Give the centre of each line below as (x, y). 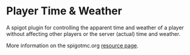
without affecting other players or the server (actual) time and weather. (94, 33)
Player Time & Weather (64, 11)
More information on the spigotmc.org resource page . (72, 45)
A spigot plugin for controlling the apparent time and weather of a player (95, 27)
